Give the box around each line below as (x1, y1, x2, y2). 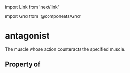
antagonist (5, 30, 50, 42)
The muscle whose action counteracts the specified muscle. (5, 46, 126, 52)
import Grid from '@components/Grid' (5, 14, 81, 19)
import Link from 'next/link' (5, 4, 59, 10)
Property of (5, 60, 41, 69)
